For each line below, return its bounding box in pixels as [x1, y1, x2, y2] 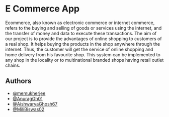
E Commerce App [5, 3, 80, 15]
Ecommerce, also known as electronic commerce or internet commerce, [5, 20, 155, 26]
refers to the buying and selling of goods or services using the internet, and [5, 25, 162, 31]
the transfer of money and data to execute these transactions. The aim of [5, 30, 157, 36]
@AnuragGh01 [12, 95, 43, 101]
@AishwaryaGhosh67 [12, 101, 58, 107]
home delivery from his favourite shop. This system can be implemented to [5, 51, 161, 58]
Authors [5, 77, 32, 85]
